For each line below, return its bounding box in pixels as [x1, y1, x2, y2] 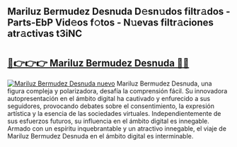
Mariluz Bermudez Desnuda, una [116, 79, 212, 88]
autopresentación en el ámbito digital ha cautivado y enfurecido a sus [7, 95, 211, 102]
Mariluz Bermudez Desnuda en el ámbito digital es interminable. [7, 132, 194, 140]
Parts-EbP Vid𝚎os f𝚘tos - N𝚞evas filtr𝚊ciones [7, 17, 214, 29]
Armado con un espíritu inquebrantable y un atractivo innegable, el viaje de [7, 124, 226, 133]
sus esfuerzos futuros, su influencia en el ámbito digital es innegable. [7, 117, 210, 125]
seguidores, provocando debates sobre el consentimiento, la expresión [7, 102, 214, 110]
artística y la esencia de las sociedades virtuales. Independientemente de [7, 110, 221, 117]
